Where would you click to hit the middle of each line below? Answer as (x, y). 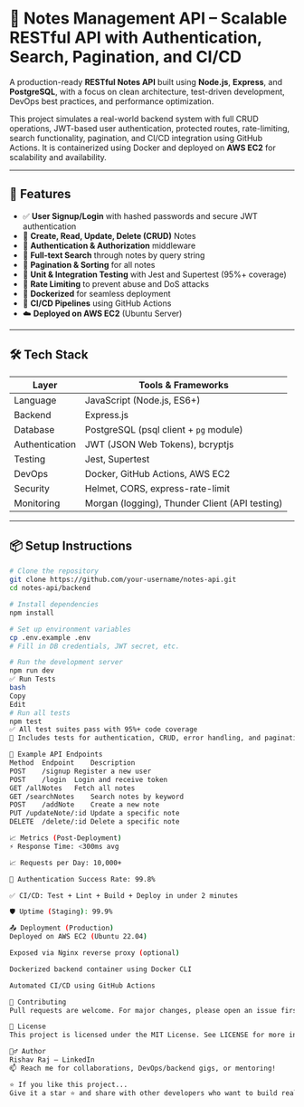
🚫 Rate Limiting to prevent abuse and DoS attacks (116, 283)
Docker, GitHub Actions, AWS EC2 (157, 473)
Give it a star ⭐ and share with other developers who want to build (143, 1093)
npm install (32, 613)
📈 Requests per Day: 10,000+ (66, 863)
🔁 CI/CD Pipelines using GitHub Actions (97, 303)
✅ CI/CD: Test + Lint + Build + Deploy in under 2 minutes (123, 895)
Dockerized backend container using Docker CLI (101, 969)
